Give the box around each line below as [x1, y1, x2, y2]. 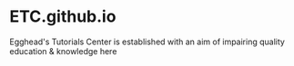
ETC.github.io [9, 6, 117, 27]
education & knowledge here [9, 45, 117, 56]
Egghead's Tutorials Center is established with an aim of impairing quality [9, 36, 285, 47]
